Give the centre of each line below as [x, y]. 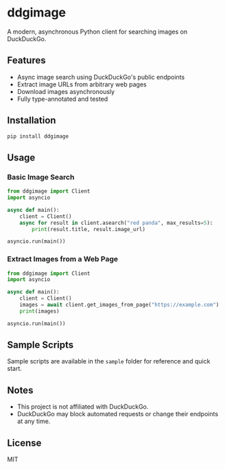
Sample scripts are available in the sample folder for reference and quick [109, 361]
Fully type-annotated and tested [62, 99]
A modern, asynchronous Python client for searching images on [97, 32]
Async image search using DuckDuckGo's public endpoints [101, 77]
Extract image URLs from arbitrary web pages [82, 84]
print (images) [39, 311]
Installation [32, 120]
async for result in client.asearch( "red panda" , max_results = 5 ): [116, 223]
